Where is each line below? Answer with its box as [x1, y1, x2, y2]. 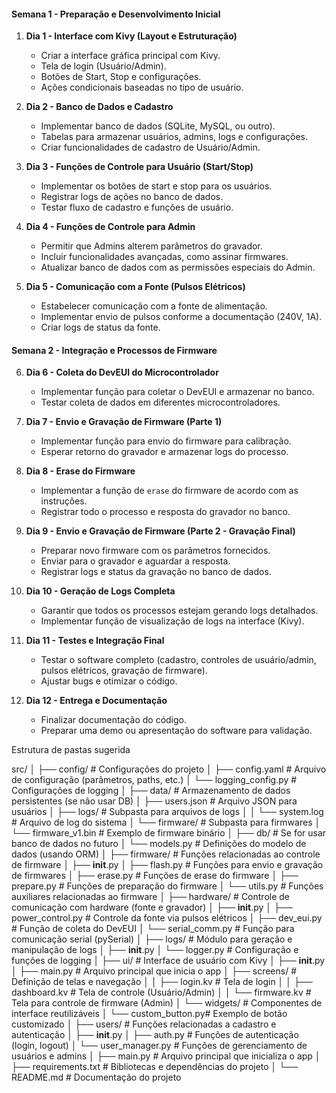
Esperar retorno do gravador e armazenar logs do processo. [40, 446, 289, 458]
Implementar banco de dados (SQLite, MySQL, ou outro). [40, 120, 276, 132]
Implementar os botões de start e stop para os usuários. [40, 180, 273, 192]
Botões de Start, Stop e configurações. [40, 71, 202, 83]
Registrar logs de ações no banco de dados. [40, 191, 224, 203]
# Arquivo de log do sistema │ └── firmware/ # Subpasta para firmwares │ [11, 816, 321, 829]
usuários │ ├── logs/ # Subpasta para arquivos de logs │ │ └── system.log [11, 806, 324, 818]
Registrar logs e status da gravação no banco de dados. [40, 566, 272, 578]
